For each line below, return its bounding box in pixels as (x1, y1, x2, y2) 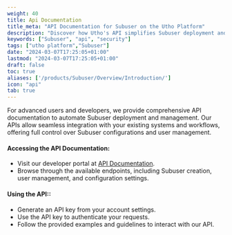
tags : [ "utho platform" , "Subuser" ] (7, 42, 110, 49)
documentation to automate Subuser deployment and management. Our (7, 113, 212, 122)
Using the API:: (7, 189, 52, 198)
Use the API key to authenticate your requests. (17, 212, 150, 221)
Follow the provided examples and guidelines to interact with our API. (17, 220, 215, 228)
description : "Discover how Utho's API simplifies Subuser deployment (7, 29, 215, 37)
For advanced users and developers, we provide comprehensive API (7, 106, 202, 115)
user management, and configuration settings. (17, 174, 149, 182)
